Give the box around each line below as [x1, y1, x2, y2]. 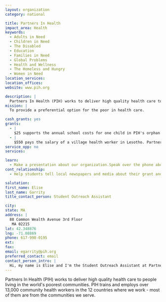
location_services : [5, 76, 45, 81]
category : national [5, 12, 45, 17]
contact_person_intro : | [5, 258, 56, 263]
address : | [5, 213, 28, 217]
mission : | [5, 103, 28, 108]
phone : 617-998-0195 [5, 235, 48, 240]
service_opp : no [5, 144, 39, 149]
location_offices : [5, 81, 43, 86]
